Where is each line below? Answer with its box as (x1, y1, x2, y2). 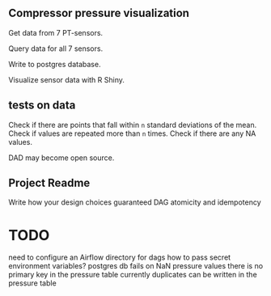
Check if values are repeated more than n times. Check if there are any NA (8, 129, 256, 138)
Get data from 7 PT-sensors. (8, 27, 104, 37)
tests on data (8, 99, 76, 112)
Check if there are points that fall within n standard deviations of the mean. (8, 120, 257, 129)
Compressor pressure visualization (8, 6, 190, 20)
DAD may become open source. (8, 153, 115, 163)
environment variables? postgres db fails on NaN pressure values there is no (8, 261, 264, 271)
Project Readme (8, 176, 91, 190)
